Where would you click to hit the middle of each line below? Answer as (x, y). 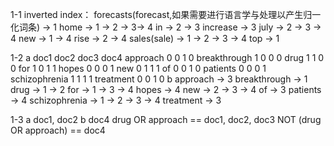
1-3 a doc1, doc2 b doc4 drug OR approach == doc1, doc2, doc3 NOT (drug (166, 119)
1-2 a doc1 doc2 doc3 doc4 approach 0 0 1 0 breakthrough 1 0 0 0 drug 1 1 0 (167, 57)
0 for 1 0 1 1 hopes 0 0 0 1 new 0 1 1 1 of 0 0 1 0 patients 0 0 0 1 (138, 68)
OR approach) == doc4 (58, 130)
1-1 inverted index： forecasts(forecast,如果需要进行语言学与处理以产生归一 (166, 14)
